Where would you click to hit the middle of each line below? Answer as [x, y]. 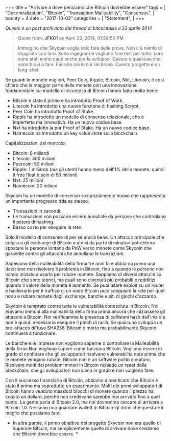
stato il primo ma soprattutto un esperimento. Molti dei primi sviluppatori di [84, 386]
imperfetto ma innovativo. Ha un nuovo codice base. [68, 122]
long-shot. [29, 70]
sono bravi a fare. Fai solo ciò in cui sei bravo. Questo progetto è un [89, 64]
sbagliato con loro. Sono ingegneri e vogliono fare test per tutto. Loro [90, 54]
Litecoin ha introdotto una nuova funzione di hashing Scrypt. [76, 106]
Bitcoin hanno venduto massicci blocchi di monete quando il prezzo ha [80, 391]
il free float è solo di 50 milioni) [45, 175]
